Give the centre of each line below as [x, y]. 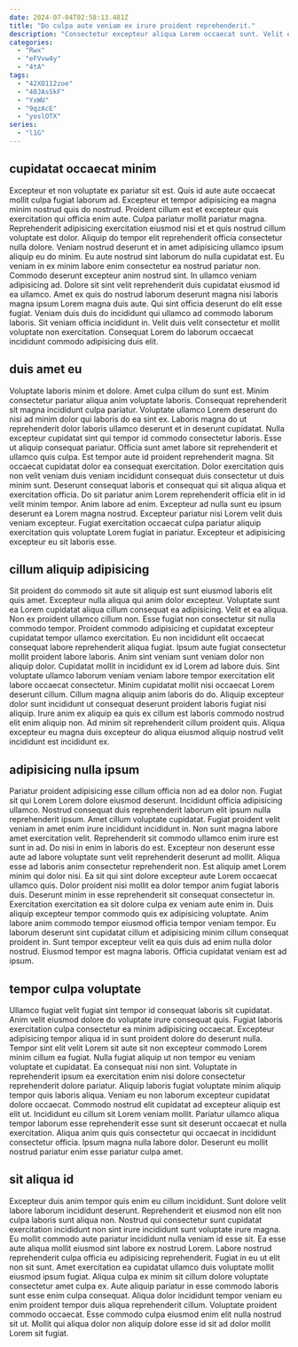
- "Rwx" [31, 51]
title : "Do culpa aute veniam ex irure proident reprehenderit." [132, 26]
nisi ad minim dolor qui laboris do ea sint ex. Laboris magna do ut [128, 419]
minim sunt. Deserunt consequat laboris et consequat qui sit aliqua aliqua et [148, 485]
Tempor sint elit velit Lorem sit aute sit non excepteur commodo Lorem [138, 1048]
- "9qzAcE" [37, 108]
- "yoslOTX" [39, 116]
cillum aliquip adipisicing [79, 569]
